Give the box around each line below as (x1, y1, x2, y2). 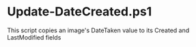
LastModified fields (7, 33, 61, 41)
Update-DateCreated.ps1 (7, 4, 152, 19)
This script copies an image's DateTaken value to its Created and (7, 26, 190, 34)
